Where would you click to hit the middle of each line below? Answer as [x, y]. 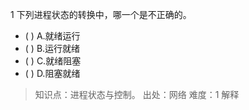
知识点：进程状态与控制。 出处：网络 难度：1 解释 [137, 94]
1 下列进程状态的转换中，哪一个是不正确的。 [101, 14]
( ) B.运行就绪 [52, 48]
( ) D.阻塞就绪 [52, 73]
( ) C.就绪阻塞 [53, 61]
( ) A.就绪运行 [52, 36]
